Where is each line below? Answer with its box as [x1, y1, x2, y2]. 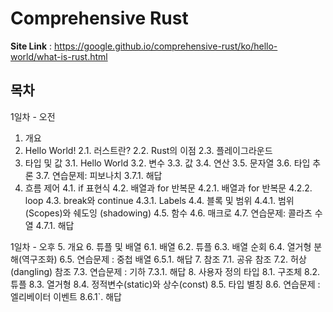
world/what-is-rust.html [10, 50, 108, 62]
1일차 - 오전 [10, 110, 56, 122]
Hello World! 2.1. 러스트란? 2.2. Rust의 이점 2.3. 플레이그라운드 [24, 144, 273, 156]
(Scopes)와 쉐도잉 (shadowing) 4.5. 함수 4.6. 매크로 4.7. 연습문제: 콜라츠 [24, 207, 313, 219]
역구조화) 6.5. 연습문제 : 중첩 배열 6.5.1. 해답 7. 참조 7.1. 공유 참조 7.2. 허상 [21, 253, 307, 265]
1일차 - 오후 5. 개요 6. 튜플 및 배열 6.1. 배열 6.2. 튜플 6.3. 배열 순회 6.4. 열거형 [10, 240, 312, 252]
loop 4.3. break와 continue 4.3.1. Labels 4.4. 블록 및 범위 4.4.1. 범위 [24, 194, 295, 206]
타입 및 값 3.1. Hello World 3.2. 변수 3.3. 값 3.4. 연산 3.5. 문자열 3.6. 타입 [24, 157, 311, 169]
